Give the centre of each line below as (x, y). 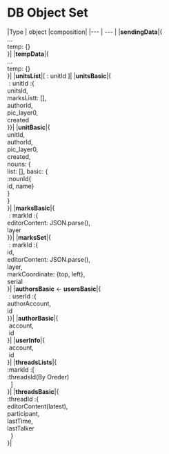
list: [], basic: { (28, 171)
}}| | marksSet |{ (29, 237)
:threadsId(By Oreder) (38, 377)
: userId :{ (22, 296)
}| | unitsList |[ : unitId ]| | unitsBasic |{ (59, 76)
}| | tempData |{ (28, 54)
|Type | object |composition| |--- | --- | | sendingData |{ (85, 32)
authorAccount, (29, 303)
